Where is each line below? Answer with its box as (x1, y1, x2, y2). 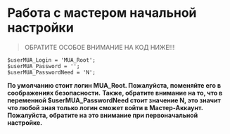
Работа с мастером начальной (7, 5, 197, 21)
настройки (7, 20, 74, 36)
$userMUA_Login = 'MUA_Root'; (7, 56, 96, 64)
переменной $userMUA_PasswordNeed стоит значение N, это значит (7, 96, 222, 105)
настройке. (7, 118, 43, 127)
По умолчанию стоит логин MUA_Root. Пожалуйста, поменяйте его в (7, 81, 222, 89)
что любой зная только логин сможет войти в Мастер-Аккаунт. (7, 103, 203, 112)
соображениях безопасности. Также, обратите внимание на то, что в (7, 88, 223, 97)
